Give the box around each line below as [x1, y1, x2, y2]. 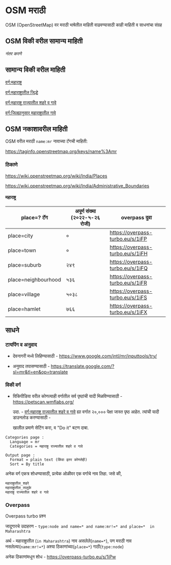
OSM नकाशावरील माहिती [5, 124, 68, 133]
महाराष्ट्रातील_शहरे [5, 480, 29, 486]
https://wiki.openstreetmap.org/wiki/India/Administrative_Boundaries [5, 183, 150, 189]
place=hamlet [8, 305, 41, 313]
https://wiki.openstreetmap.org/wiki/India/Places [5, 173, 108, 179]
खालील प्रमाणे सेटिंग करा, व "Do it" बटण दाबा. [12, 424, 89, 430]
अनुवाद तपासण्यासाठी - [12, 363, 50, 369]
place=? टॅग [21, 214, 48, 221]
